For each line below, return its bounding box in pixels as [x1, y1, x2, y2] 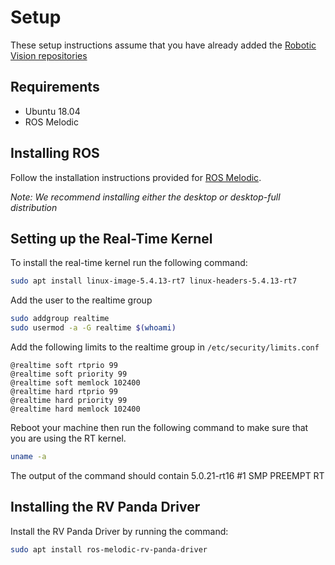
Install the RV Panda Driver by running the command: [10, 525, 229, 537]
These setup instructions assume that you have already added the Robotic [10, 39, 317, 51]
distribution [10, 201, 58, 213]
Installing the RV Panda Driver [10, 499, 201, 516]
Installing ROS [10, 145, 100, 162]
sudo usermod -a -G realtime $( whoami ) [10, 323, 177, 333]
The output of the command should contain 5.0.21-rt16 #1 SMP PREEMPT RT [10, 469, 325, 481]
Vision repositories [10, 49, 88, 61]
